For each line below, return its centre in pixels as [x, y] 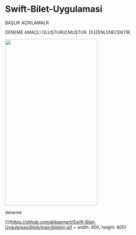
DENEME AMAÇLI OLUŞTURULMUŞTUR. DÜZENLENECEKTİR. [68, 32]
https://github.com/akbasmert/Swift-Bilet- [54, 222]
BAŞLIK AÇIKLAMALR [27, 23]
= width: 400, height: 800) [100, 227]
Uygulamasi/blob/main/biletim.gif [39, 227]
